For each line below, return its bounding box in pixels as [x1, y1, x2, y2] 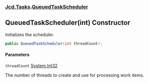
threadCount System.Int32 [5, 62, 58, 68]
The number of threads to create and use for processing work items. [5, 72, 145, 78]
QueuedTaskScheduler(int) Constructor [5, 19, 131, 27]
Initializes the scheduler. [5, 31, 54, 37]
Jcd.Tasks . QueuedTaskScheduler [5, 3, 88, 10]
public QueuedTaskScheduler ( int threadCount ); [5, 41, 103, 46]
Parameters [5, 52, 30, 57]
